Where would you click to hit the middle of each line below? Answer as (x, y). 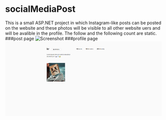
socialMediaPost (41, 9)
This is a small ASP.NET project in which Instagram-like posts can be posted (83, 23)
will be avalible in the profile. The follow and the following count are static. (81, 33)
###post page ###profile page (51, 39)
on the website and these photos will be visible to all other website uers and (83, 28)
